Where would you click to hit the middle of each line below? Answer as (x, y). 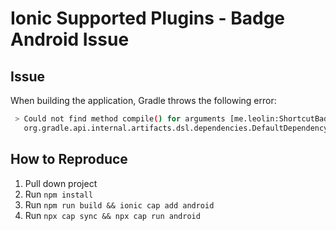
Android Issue (70, 39)
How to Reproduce (69, 159)
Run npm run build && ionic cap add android (119, 204)
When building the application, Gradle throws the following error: (143, 100)
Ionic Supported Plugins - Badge (148, 18)
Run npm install (59, 194)
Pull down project (61, 183)
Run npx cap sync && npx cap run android (112, 215)
